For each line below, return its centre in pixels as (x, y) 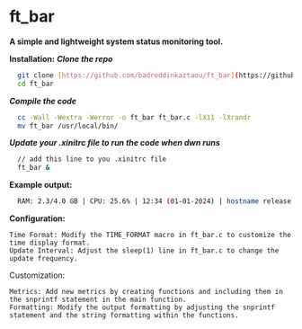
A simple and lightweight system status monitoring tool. (116, 41)
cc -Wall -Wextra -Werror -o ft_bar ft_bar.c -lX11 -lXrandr (134, 117)
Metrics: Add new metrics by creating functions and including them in (146, 292)
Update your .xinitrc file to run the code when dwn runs (115, 143)
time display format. (50, 243)
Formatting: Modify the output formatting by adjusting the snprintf (142, 307)
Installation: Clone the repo (61, 58)
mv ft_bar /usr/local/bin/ (68, 126)
